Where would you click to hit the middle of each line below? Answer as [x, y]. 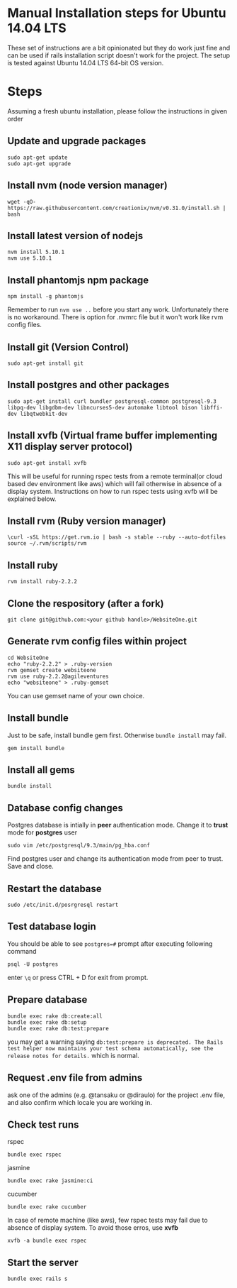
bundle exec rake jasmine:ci [50, 1181]
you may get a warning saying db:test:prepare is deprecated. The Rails [115, 1042]
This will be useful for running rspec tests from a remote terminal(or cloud [115, 476]
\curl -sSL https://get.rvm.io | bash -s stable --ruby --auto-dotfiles [117, 537]
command [22, 951]
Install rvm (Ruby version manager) [87, 521]
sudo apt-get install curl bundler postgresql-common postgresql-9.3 [112, 401]
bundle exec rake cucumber [47, 1207]
